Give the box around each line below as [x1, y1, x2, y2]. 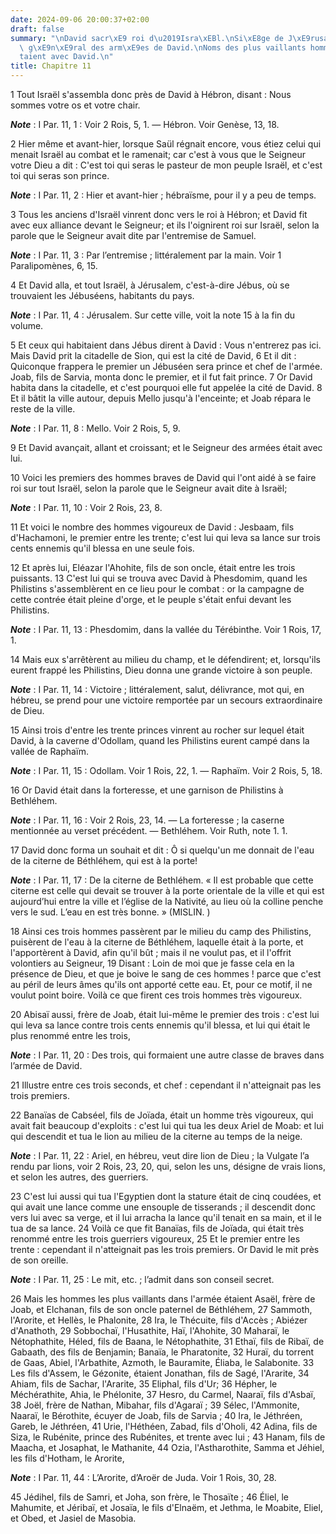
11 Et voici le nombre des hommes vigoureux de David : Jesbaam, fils [10, 521, 295, 533]
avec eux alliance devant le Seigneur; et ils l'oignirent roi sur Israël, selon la [10, 219, 320, 231]
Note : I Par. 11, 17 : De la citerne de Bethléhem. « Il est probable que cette [10, 874, 314, 886]
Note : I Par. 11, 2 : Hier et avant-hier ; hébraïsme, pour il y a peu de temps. [10, 189, 317, 201]
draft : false [10, 24, 65, 34]
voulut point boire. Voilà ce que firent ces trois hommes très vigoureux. [10, 989, 303, 1001]
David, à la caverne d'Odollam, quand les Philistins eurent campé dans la [10, 735, 310, 746]
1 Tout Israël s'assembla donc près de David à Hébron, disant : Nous [10, 89, 292, 100]
